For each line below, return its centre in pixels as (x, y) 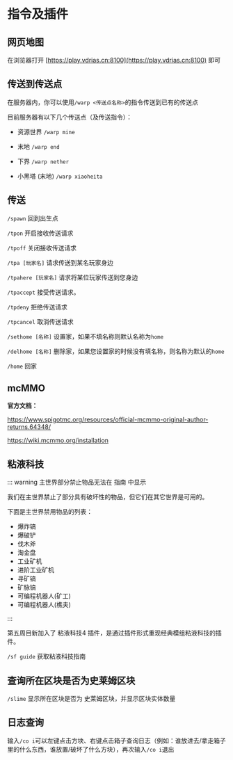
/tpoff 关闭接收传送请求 (42, 248)
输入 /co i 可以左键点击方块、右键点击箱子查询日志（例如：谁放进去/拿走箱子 (116, 741)
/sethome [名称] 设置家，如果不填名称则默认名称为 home (86, 336)
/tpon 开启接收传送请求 (40, 233)
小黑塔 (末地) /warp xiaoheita (60, 176)
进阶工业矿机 (35, 570)
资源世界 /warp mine (46, 131)
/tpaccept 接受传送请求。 (43, 292)
